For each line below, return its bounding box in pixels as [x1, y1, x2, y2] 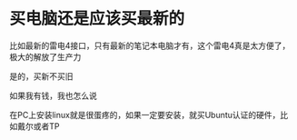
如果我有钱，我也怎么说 [9, 90, 97, 101]
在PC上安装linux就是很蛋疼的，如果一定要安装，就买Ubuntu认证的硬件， [9, 109, 281, 120]
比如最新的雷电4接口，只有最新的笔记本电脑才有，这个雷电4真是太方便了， [9, 40, 291, 51]
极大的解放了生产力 [9, 51, 82, 62]
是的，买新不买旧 [9, 70, 74, 82]
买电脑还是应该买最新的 [9, 8, 185, 29]
